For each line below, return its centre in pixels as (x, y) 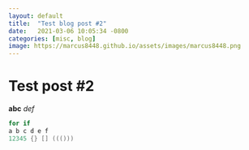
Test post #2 (52, 86)
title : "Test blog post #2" (58, 24)
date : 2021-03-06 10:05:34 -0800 (69, 31)
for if (19, 124)
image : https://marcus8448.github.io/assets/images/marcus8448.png (125, 46)
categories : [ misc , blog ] (52, 39)
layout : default (36, 16)
